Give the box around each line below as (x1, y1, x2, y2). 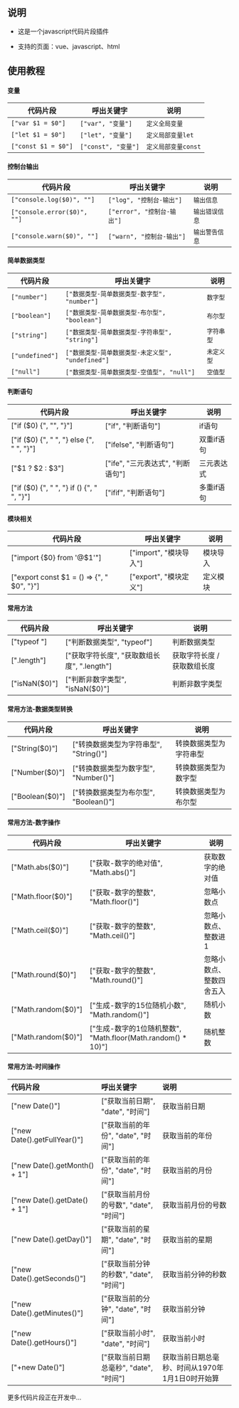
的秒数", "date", (100, 1269, 153, 1279)
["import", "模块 (129, 548, 183, 558)
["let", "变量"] (80, 131, 133, 139)
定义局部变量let (146, 131, 194, 139)
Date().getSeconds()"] (11, 1274, 87, 1283)
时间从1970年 (176, 1363, 224, 1373)
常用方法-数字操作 (7, 818, 60, 827)
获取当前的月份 (162, 1165, 213, 1175)
